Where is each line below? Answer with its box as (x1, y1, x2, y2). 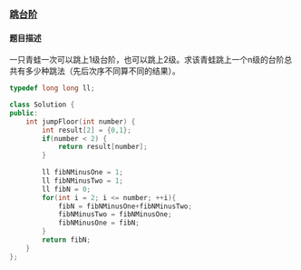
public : (9, 108, 39, 117)
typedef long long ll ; (9, 84, 95, 93)
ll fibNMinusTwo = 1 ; (42, 175, 124, 185)
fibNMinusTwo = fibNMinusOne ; (57, 210, 172, 219)
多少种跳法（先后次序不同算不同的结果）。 (24, 65, 180, 76)
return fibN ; (42, 235, 92, 245)
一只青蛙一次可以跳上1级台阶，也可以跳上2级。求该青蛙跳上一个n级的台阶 (9, 55, 285, 65)
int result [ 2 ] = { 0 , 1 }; (42, 125, 131, 135)
